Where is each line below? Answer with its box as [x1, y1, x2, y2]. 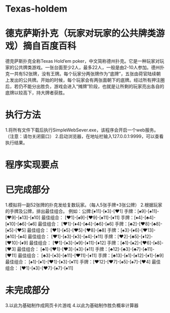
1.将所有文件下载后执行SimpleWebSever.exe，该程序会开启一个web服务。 [5, 127, 158, 133]
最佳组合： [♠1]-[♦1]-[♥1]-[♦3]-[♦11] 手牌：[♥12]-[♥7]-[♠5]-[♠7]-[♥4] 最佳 [5, 259, 161, 265]
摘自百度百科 [23, 40, 77, 52]
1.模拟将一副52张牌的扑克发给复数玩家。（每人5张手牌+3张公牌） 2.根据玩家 [5, 202, 163, 208]
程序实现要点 [5, 159, 59, 171]
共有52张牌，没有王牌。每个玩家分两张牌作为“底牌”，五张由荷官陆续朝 [14, 71, 161, 77]
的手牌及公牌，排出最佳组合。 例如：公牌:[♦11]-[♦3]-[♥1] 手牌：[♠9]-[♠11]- [5, 208, 159, 214]
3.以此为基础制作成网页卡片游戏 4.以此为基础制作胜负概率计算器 [5, 302, 139, 308]
